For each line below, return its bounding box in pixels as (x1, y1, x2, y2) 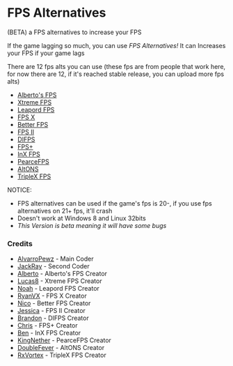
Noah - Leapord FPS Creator (17, 284, 99, 293)
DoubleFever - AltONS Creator (17, 344, 105, 352)
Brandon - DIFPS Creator (17, 314, 89, 322)
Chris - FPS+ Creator (17, 321, 78, 330)
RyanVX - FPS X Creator (17, 291, 87, 300)
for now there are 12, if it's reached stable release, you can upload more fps (7, 70, 225, 78)
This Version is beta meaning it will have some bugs (17, 221, 167, 229)
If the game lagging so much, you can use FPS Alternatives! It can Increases (7, 41, 226, 49)
